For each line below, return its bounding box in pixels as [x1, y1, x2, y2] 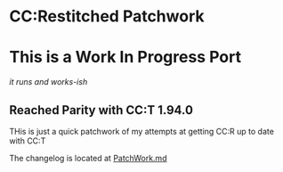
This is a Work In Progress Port [9, 47, 242, 68]
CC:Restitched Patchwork [9, 6, 205, 27]
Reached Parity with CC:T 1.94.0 [9, 102, 194, 118]
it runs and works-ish [9, 77, 88, 87]
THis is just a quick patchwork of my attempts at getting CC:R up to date [9, 126, 274, 136]
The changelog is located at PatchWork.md [9, 152, 167, 163]
